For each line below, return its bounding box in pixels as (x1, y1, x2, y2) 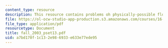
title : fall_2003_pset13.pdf (5, 30, 66, 35)
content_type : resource (5, 7, 55, 12)
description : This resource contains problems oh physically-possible (5, 12, 155, 17)
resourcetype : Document (5, 26, 55, 31)
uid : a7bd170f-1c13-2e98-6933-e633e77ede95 (5, 35, 97, 40)
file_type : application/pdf (5, 21, 64, 26)
